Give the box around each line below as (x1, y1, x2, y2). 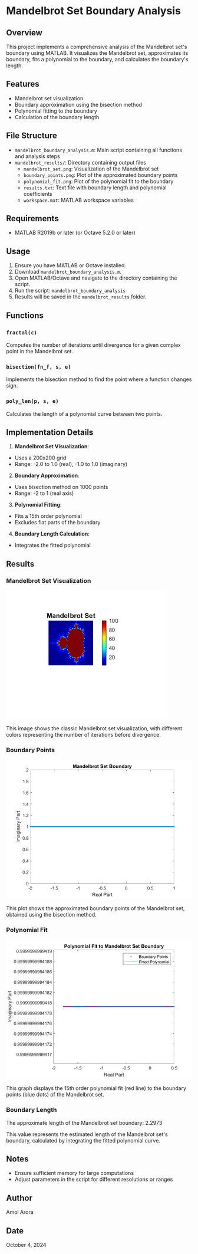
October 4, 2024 (6, 1242, 47, 1249)
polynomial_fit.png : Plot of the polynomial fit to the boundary (23, 178, 174, 185)
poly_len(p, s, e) (6, 398, 59, 405)
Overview (6, 28, 43, 38)
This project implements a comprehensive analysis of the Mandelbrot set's (6, 43, 187, 50)
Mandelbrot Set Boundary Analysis (6, 4, 181, 18)
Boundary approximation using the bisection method (14, 101, 143, 108)
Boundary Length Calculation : (14, 530, 90, 537)
